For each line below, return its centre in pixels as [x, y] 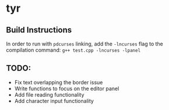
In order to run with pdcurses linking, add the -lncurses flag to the [85, 44]
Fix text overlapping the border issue [59, 82]
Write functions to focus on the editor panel [67, 88]
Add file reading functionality [49, 94]
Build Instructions [39, 30]
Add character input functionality [54, 101]
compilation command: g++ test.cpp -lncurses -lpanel [73, 50]
